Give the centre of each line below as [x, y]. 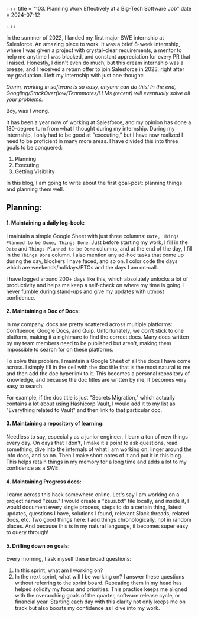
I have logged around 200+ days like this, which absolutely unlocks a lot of [97, 279]
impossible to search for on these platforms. [60, 349]
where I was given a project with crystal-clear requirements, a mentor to [94, 50]
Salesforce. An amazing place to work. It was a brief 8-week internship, [93, 44]
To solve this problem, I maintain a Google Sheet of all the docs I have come [98, 361]
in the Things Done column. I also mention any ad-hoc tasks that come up [95, 255]
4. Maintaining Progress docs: [44, 482]
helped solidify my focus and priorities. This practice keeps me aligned [101, 589]
